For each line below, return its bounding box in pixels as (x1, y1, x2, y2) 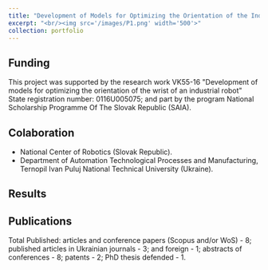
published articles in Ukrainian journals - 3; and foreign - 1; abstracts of (8, 244, 242, 254)
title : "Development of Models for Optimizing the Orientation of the (8, 11, 248, 20)
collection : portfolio (8, 26, 84, 34)
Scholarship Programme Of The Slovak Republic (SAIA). (8, 103, 191, 113)
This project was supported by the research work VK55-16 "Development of (8, 77, 258, 87)
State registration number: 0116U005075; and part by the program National (8, 94, 254, 104)
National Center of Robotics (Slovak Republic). (19, 147, 173, 157)
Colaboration (8, 125, 75, 140)
